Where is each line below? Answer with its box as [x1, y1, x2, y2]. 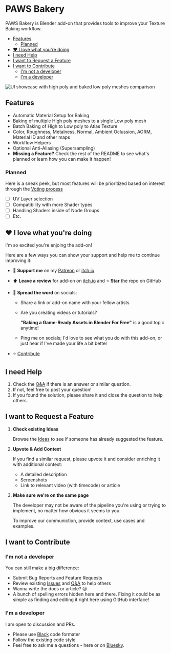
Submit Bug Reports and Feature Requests [12, 575, 102, 581]
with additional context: [12, 461, 62, 468]
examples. [12, 523, 35, 529]
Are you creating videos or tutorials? [20, 309, 97, 316]
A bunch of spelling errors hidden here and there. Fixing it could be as [12, 591, 161, 598]
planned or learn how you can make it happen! [12, 156, 111, 162]
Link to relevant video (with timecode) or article [20, 482, 120, 488]
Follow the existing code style [12, 637, 76, 643]
